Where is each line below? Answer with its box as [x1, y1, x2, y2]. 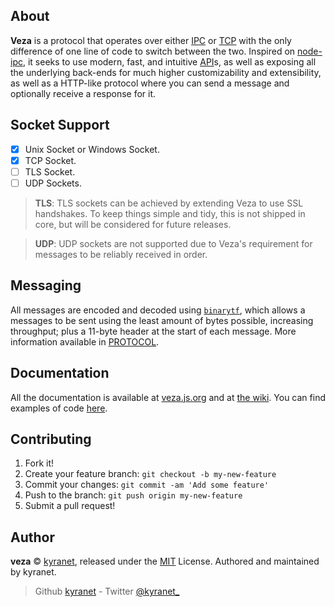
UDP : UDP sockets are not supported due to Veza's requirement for [34, 237, 313, 249]
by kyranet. [10, 566, 57, 578]
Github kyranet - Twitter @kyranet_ [34, 585, 180, 598]
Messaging [10, 277, 82, 294]
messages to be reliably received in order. [34, 248, 208, 260]
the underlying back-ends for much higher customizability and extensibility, [10, 66, 322, 78]
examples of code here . [10, 402, 108, 414]
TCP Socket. [24, 154, 77, 166]
